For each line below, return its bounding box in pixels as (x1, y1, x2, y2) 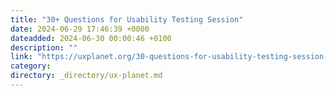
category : (10, 61, 52, 71)
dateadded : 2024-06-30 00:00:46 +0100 (10, 33, 172, 43)
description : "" (10, 42, 78, 53)
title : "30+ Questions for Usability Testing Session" (10, 14, 244, 25)
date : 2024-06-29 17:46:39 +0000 (10, 24, 150, 34)
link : (10, 52, 33, 62)
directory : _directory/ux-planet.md (10, 71, 163, 81)
